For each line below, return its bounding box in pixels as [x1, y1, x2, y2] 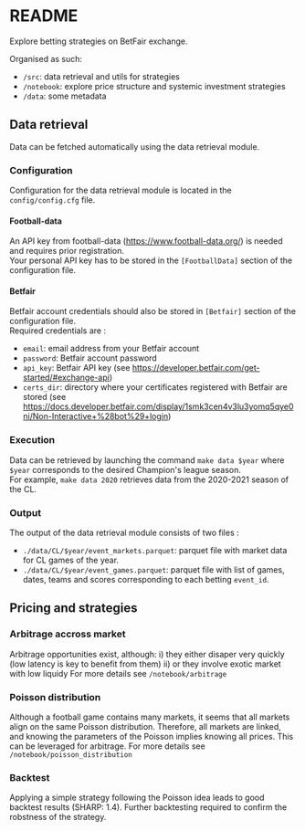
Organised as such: [9, 53, 83, 64]
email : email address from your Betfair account [22, 343, 200, 354]
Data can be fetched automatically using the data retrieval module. [9, 141, 260, 152]
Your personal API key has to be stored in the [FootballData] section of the [9, 255, 293, 266]
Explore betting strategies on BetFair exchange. [9, 36, 189, 47]
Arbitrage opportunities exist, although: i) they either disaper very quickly [9, 648, 285, 659]
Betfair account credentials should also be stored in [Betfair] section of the [9, 306, 297, 317]
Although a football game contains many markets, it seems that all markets [9, 711, 290, 722]
